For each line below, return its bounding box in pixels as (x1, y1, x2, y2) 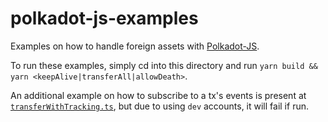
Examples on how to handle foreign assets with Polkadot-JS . (10, 40, 260, 52)
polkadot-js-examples (10, 7, 199, 30)
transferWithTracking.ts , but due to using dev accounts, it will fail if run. (10, 100, 309, 112)
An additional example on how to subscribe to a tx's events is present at (10, 89, 307, 101)
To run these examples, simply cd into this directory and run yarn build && (10, 59, 318, 71)
